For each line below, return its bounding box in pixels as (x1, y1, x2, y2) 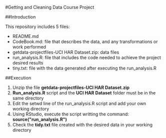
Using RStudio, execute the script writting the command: (12, 111, 129, 117)
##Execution (5, 75, 31, 80)
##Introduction (5, 14, 36, 19)
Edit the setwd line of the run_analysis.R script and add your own (12, 100, 146, 106)
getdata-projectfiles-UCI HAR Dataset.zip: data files (12, 49, 119, 55)
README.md (12, 33, 39, 39)
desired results (12, 60, 43, 65)
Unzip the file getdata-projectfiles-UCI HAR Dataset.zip (12, 84, 130, 90)
